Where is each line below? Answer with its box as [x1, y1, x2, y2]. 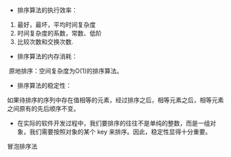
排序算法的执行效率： [16, 6, 78, 14]
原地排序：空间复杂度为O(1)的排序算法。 [8, 67, 123, 75]
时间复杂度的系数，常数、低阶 [16, 29, 102, 37]
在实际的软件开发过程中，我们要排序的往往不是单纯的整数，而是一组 [16, 119, 210, 127]
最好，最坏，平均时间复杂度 [16, 21, 96, 29]
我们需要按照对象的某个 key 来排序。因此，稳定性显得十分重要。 [29, 128, 212, 136]
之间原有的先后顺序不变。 [7, 105, 80, 112]
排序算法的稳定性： [16, 82, 72, 89]
